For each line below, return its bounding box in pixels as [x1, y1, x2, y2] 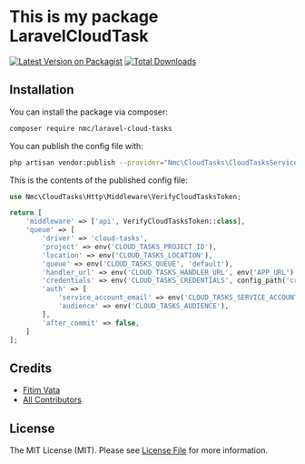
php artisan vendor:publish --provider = [9, 157, 165, 167]
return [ [9, 208, 43, 217]
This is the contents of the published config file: [9, 175, 188, 186]
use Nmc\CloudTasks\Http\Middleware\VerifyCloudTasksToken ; [9, 192, 242, 201]
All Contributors [22, 394, 82, 406]
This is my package [9, 6, 159, 27]
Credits [9, 360, 53, 376]
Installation [9, 82, 74, 97]
